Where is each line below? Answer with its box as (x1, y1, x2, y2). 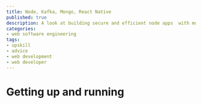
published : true (6, 14, 47, 20)
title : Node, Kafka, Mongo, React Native (6, 8, 112, 15)
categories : (6, 25, 36, 32)
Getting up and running (6, 85, 124, 99)
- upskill (6, 43, 31, 49)
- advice (6, 48, 28, 54)
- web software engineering (6, 31, 77, 37)
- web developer (6, 59, 47, 65)
